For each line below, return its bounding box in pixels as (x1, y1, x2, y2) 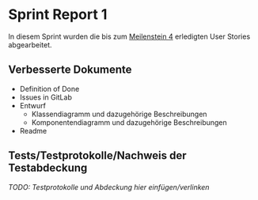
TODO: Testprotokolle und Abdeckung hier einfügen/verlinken (8, 182, 210, 191)
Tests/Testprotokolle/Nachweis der (8, 149, 188, 163)
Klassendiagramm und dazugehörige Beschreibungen (31, 109, 207, 119)
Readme (19, 126, 47, 135)
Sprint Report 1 (8, 6, 108, 24)
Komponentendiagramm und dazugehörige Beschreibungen (31, 117, 227, 127)
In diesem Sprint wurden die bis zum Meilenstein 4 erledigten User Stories (8, 32, 251, 41)
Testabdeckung (8, 161, 88, 175)
